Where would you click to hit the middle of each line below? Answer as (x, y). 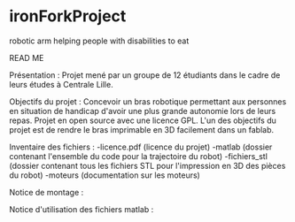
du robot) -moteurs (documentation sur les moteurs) (105, 175)
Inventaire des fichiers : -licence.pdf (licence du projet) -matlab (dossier (141, 147)
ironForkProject (68, 16)
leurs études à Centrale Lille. (61, 84)
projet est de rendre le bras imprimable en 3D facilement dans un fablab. (142, 129)
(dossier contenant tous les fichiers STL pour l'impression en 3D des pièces (147, 165)
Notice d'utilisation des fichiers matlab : (82, 209)
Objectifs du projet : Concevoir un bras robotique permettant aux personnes (148, 101)
